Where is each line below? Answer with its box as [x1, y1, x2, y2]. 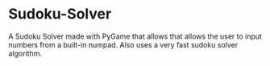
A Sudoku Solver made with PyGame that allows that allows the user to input [8, 31, 262, 41]
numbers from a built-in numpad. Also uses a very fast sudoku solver [8, 39, 239, 49]
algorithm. [8, 48, 43, 58]
